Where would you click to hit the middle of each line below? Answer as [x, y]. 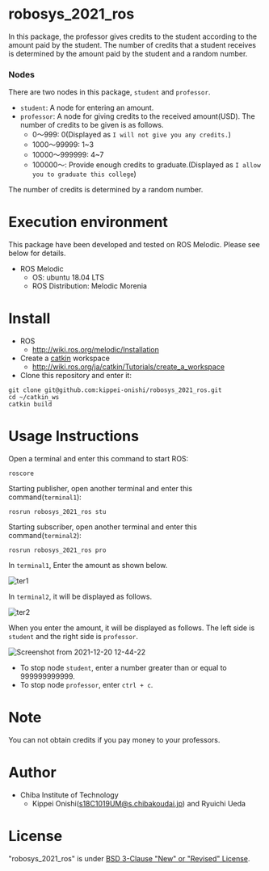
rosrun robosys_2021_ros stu [57, 512]
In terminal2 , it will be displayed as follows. [80, 597]
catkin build [30, 405]
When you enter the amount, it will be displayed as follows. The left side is [132, 628]
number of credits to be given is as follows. [92, 125]
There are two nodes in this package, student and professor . [109, 92]
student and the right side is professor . [74, 637]
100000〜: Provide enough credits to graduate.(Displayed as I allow [146, 165]
